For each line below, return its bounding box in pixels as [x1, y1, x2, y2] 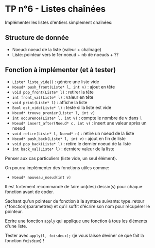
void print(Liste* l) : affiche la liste [12, 99, 87, 105]
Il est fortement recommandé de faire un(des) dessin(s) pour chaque [5, 183, 142, 189]
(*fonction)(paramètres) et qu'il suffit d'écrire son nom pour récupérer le [5, 203, 150, 209]
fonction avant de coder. [5, 189, 54, 195]
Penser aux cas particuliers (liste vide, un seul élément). [5, 155, 118, 161]
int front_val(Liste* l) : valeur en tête [12, 94, 94, 100]
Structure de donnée [5, 34, 69, 42]
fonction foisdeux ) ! [5, 237, 45, 244]
